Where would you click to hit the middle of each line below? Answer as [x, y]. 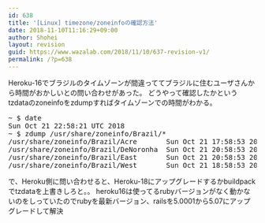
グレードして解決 [36, 210]
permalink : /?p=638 [40, 60]
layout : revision [37, 45]
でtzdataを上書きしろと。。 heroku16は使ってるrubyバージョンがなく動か [126, 191]
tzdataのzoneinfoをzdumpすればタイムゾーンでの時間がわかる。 [112, 102]
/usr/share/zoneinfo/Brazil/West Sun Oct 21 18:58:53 [127, 165]
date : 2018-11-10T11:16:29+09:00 [63, 30]
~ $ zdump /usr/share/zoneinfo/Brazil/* [88, 134]
